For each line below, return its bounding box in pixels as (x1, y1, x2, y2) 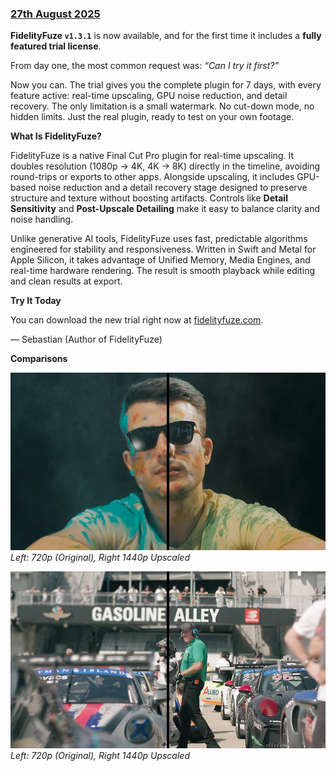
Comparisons (10, 353, 68, 365)
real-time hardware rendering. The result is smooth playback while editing (10, 265, 316, 277)
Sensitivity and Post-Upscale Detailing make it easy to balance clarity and (10, 203, 321, 215)
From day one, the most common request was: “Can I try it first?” (10, 60, 280, 72)
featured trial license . (10, 40, 102, 52)
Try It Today (10, 295, 62, 307)
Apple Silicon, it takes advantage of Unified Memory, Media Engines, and (10, 254, 311, 266)
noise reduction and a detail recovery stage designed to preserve (38, 182, 308, 194)
